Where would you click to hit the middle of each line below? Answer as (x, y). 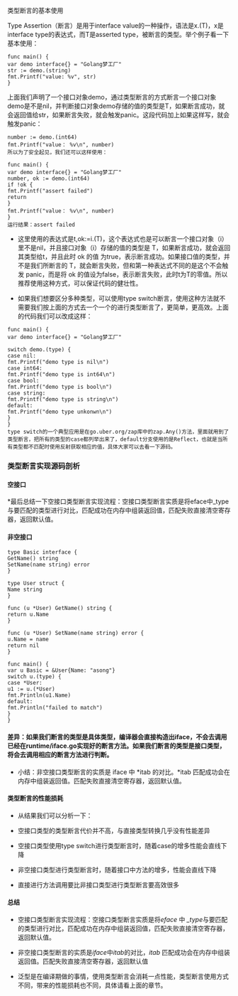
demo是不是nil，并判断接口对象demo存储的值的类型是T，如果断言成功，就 (116, 106)
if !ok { (20, 185)
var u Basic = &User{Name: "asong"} (61, 670)
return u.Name (28, 615)
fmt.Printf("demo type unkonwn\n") (60, 412)
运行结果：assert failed (41, 225)
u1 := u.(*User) (31, 689)
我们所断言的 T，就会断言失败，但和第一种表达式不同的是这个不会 (126, 266)
